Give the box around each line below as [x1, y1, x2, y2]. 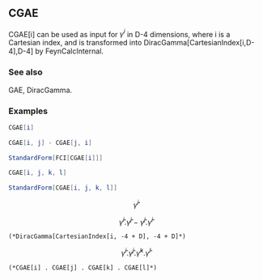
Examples [8, 105, 49, 117]
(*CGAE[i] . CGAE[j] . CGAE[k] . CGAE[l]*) [8, 263, 158, 272]
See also [8, 66, 43, 78]
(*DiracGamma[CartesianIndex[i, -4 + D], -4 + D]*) [8, 232, 186, 241]
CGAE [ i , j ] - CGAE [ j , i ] [8, 138, 92, 146]
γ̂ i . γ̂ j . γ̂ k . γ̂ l [121, 247, 151, 257]
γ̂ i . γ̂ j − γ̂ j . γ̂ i [118, 215, 154, 227]
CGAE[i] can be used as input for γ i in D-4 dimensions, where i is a [8, 28, 231, 39]
